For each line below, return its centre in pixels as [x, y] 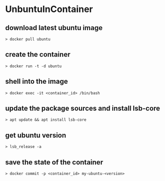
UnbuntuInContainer [49, 9]
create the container [38, 54]
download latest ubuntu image [54, 28]
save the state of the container [54, 162]
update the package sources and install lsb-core [83, 109]
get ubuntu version [36, 135]
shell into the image [36, 81]
